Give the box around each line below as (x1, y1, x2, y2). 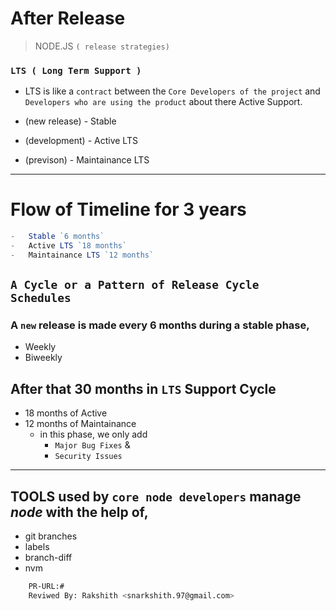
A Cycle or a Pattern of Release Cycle (10, 278, 260, 292)
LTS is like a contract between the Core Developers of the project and (24, 85, 321, 97)
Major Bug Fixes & (54, 439, 131, 451)
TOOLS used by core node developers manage (10, 488, 302, 505)
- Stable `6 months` (10, 232, 105, 242)
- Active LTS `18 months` (10, 241, 128, 251)
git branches (24, 530, 78, 542)
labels (24, 541, 50, 553)
